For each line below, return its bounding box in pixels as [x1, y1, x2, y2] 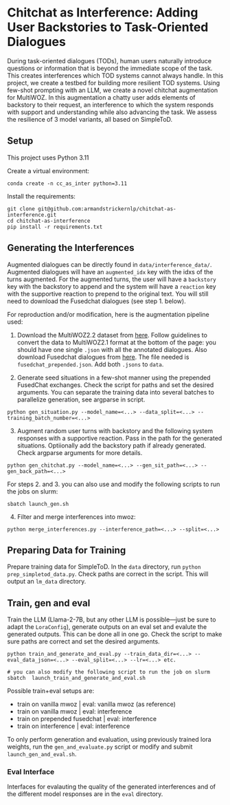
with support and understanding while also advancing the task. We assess [7, 108, 218, 116]
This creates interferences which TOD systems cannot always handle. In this [7, 71, 224, 80]
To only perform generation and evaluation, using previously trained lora [7, 736, 211, 744]
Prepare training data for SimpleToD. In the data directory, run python [7, 562, 201, 571]
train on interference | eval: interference [16, 722, 130, 730]
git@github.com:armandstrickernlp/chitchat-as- [37, 205, 176, 212]
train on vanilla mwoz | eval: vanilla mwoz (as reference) [16, 700, 176, 709]
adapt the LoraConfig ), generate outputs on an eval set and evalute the [7, 623, 207, 631]
